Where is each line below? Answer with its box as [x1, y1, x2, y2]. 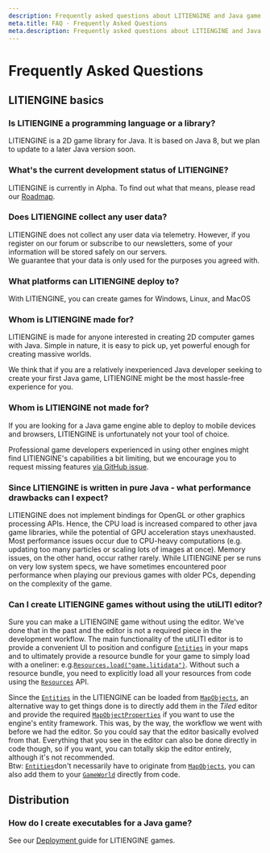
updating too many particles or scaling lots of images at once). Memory [8, 545, 246, 554]
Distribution [8, 793, 70, 806]
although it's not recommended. [8, 752, 115, 762]
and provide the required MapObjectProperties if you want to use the [8, 710, 235, 719]
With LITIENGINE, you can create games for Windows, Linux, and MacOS [8, 294, 251, 304]
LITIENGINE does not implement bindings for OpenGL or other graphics [8, 511, 246, 520]
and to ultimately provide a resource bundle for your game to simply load [8, 652, 250, 661]
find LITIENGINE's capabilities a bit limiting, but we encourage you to [8, 453, 237, 463]
